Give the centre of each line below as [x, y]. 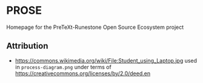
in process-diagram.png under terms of [63, 67]
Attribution [27, 46]
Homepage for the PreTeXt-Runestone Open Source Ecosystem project [95, 27]
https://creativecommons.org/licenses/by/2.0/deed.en [82, 73]
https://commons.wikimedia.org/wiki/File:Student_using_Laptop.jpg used [106, 60]
